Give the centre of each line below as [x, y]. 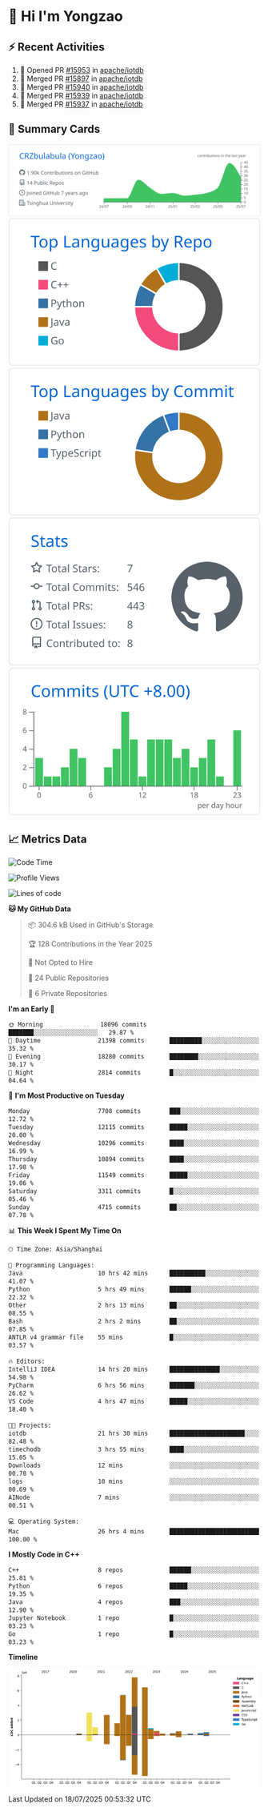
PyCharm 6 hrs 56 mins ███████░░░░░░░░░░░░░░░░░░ [134, 1386]
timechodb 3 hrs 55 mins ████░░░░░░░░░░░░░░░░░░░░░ [134, 1450]
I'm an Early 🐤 [32, 1009]
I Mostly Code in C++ [44, 1555]
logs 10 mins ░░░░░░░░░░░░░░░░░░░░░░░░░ [134, 1482]
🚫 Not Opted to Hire [60, 962]
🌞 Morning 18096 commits [78, 1025]
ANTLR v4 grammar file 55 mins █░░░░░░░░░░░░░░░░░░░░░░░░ [134, 1338]
